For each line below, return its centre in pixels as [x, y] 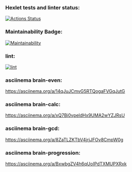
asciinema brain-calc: [33, 105]
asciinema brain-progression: [43, 153]
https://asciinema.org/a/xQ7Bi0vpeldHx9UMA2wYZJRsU [65, 115]
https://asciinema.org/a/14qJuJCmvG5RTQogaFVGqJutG [65, 91]
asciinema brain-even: [34, 80]
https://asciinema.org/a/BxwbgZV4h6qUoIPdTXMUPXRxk [66, 164]
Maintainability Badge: [34, 32]
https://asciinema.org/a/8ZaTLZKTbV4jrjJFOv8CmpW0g [64, 140]
